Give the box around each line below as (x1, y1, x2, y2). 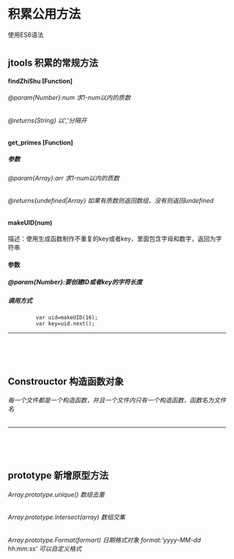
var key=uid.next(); (35, 320, 96, 328)
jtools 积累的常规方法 (8, 57, 99, 69)
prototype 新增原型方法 (8, 470, 109, 481)
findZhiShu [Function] (8, 77, 73, 85)
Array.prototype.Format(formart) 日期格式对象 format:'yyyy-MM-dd (8, 536, 201, 544)
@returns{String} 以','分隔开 (8, 116, 87, 125)
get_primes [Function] (8, 138, 73, 146)
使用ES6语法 (8, 30, 44, 39)
